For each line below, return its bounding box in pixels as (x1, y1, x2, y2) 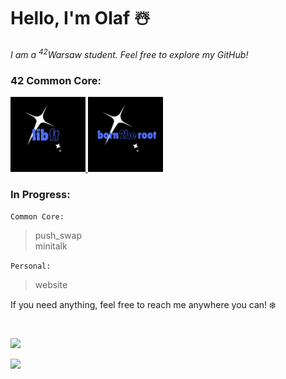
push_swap (34, 230, 82, 242)
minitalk (34, 240, 68, 252)
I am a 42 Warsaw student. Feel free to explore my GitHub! (10, 46, 249, 60)
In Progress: (10, 187, 71, 201)
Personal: (10, 261, 52, 272)
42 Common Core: (10, 73, 102, 87)
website (34, 279, 68, 291)
